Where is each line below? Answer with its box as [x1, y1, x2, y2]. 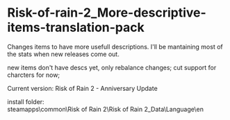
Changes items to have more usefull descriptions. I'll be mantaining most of [7, 42, 224, 51]
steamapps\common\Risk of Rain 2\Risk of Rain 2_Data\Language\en [7, 105, 204, 113]
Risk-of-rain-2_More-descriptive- [7, 5, 206, 21]
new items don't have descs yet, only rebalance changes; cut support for [7, 63, 217, 71]
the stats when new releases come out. [7, 50, 120, 58]
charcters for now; [7, 71, 60, 79]
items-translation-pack [7, 19, 145, 35]
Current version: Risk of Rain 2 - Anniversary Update [7, 84, 158, 92]
